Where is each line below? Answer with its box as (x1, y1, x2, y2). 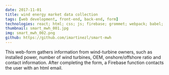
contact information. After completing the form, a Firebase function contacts (5, 59, 164, 65)
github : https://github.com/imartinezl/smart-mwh (5, 35, 112, 40)
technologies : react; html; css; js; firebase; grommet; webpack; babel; (5, 21, 164, 26)
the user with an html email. (5, 64, 63, 70)
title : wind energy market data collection (5, 12, 98, 17)
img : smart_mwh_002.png (5, 30, 55, 35)
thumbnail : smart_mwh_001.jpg (5, 26, 69, 31)
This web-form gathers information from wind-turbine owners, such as (5, 48, 152, 55)
